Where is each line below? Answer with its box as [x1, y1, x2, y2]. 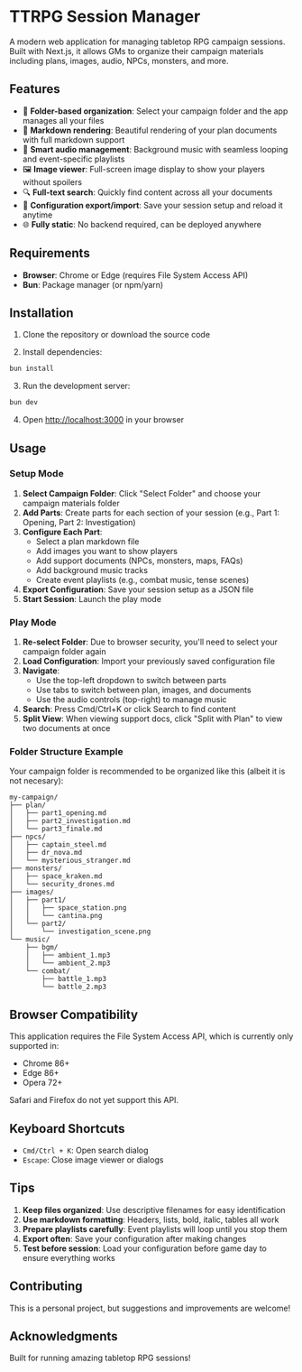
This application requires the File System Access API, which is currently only [9, 1031, 294, 1042]
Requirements [9, 246, 90, 261]
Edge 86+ [22, 1068, 60, 1079]
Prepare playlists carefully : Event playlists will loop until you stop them [22, 1223, 288, 1234]
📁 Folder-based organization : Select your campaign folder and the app [22, 106, 288, 116]
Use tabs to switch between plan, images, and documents [35, 684, 252, 696]
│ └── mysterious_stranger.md [9, 856, 131, 866]
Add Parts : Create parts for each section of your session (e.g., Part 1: [22, 507, 279, 518]
